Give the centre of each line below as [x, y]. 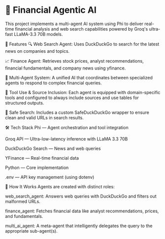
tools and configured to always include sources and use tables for [72, 98]
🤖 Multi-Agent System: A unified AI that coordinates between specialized [79, 77]
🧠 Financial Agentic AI [51, 10]
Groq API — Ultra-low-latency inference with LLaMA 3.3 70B [66, 139]
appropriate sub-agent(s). [31, 231]
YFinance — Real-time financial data [42, 158]
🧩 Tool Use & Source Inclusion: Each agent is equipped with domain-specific [83, 92]
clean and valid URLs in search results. [44, 117]
